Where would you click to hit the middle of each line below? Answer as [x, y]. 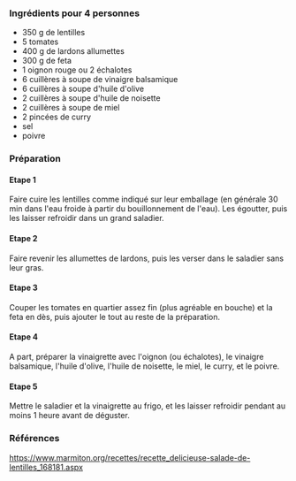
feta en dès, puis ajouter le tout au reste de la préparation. [115, 317]
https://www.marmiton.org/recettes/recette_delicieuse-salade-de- [130, 457]
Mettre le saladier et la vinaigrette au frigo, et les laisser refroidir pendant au [148, 406]
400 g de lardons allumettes [73, 51]
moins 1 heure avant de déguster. [69, 416]
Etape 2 [23, 239]
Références [34, 439]
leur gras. [27, 267]
